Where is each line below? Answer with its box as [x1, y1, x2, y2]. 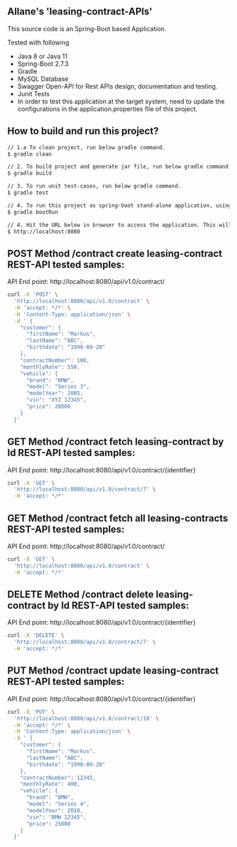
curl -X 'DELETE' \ [7, 632, 65, 639]
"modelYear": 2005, [25, 390, 83, 397]
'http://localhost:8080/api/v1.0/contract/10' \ [13, 715, 159, 722]
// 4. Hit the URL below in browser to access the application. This [7, 221, 217, 229]
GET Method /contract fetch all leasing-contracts [7, 512, 229, 524]
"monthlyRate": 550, [20, 363, 80, 370]
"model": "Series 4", [25, 800, 90, 808]
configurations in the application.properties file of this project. [17, 104, 198, 113]
